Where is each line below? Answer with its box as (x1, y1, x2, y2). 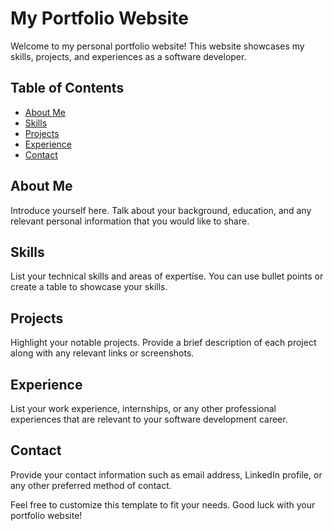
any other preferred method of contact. (10, 479, 172, 491)
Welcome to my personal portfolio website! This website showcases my (10, 40, 305, 52)
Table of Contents (10, 80, 125, 97)
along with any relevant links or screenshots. (10, 347, 195, 359)
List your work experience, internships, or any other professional (10, 403, 277, 414)
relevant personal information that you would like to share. (10, 215, 250, 227)
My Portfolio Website (10, 7, 189, 30)
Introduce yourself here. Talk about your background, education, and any (10, 204, 312, 216)
